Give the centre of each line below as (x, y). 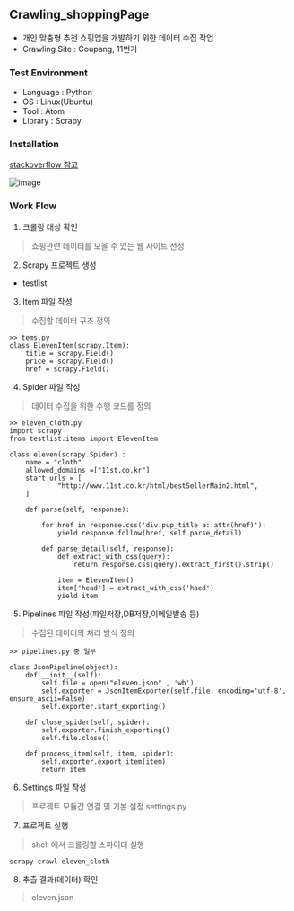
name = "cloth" (54, 462)
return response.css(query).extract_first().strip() (174, 564)
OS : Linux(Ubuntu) (58, 102)
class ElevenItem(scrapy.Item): (69, 345)
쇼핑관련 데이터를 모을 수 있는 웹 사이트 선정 (108, 245)
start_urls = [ (54, 478)
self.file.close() (76, 738)
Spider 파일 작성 (51, 386)
